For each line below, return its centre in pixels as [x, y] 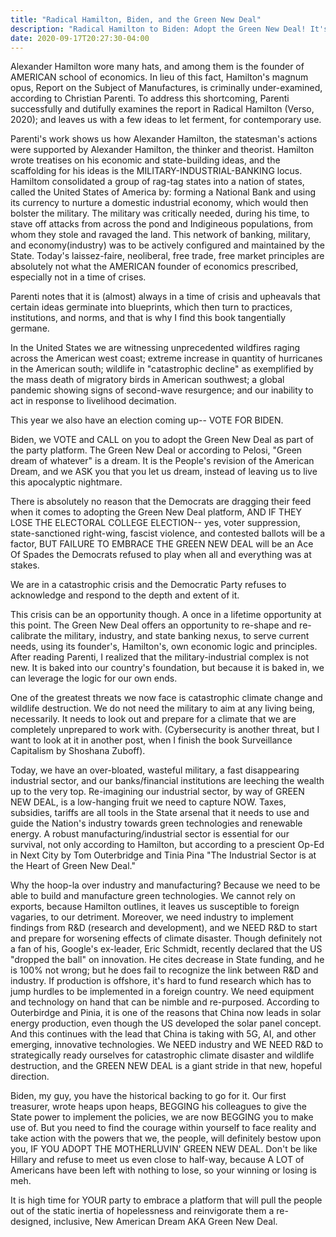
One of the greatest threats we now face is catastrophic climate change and [166, 698]
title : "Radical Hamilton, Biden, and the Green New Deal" [136, 19]
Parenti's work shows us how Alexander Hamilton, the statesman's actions [164, 139]
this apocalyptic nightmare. [66, 482]
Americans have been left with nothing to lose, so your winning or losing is [163, 1170]
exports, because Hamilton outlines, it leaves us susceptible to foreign [155, 907]
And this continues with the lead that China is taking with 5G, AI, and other [163, 1034]
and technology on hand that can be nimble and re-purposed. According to [165, 1002]
